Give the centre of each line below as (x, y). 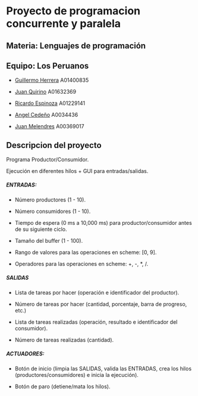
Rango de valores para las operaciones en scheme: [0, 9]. (86, 252)
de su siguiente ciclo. (41, 229)
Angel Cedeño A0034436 (46, 115)
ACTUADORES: (25, 354)
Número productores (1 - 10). (50, 200)
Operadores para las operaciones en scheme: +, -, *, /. (81, 264)
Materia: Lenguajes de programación (76, 46)
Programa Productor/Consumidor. (48, 160)
